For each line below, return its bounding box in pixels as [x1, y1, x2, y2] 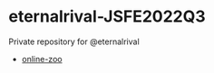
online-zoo [21, 53, 63, 64]
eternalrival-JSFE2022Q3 [8, 6, 206, 27]
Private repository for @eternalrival [8, 36, 140, 47]
